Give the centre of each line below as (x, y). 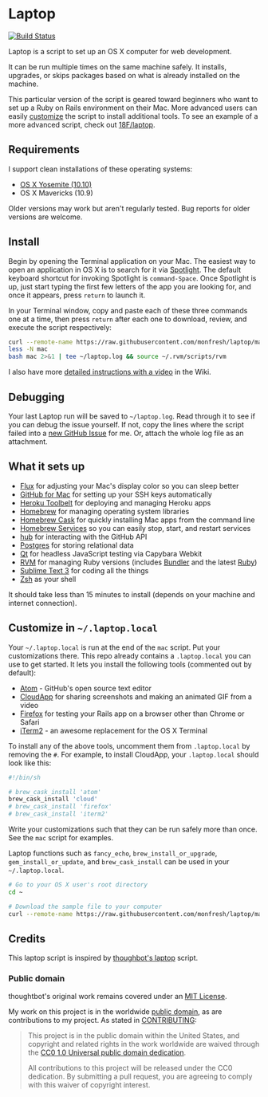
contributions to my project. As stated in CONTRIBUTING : (102, 1020)
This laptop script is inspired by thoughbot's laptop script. (103, 958)
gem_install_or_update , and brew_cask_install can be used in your (119, 861)
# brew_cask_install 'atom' (55, 792)
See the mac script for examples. (61, 837)
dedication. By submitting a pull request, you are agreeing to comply (140, 1076)
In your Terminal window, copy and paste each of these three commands (128, 310)
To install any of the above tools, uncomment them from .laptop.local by (129, 745)
